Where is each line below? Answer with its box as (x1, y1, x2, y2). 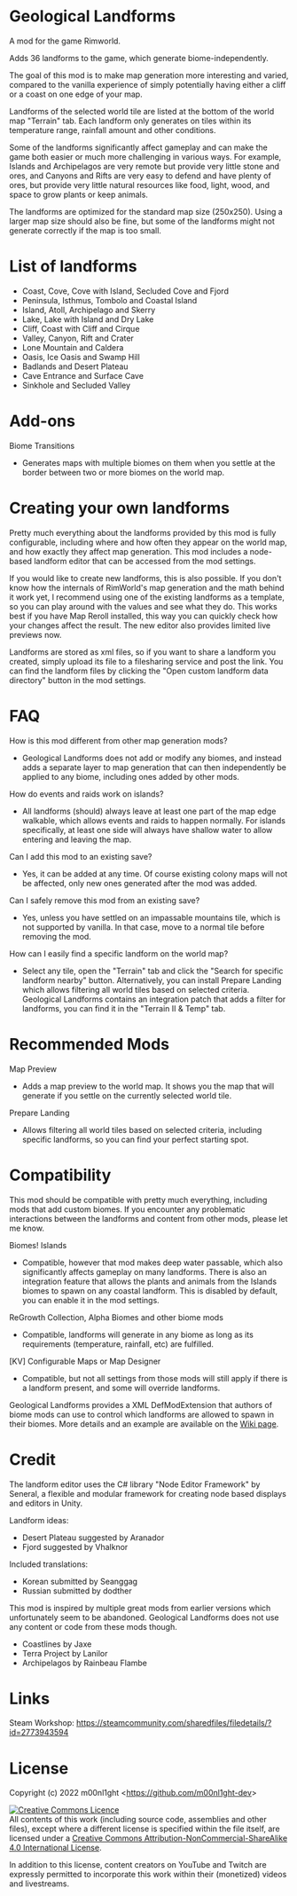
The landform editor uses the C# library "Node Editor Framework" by (9, 1479, 261, 1490)
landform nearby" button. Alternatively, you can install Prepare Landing (21, 974, 282, 986)
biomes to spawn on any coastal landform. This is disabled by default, (21, 1285, 277, 1296)
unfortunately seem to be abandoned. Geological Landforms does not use (9, 1612, 279, 1623)
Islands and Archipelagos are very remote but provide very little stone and (9, 161, 280, 171)
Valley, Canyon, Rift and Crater (21, 333, 135, 343)
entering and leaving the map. (21, 834, 132, 845)
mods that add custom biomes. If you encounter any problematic (9, 1204, 246, 1215)
